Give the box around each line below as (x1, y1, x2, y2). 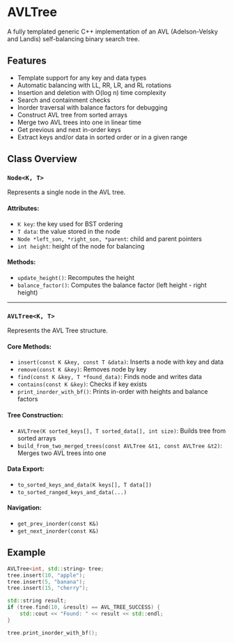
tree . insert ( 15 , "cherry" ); (7, 584, 89, 592)
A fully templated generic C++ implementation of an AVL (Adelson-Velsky (7, 27, 218, 36)
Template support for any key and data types (17, 73, 147, 82)
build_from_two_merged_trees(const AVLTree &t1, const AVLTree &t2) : (17, 441, 223, 450)
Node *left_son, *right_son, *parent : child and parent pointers (17, 235, 202, 243)
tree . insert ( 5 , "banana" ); (7, 578, 86, 585)
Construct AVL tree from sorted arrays (17, 110, 127, 119)
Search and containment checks (17, 96, 111, 104)
